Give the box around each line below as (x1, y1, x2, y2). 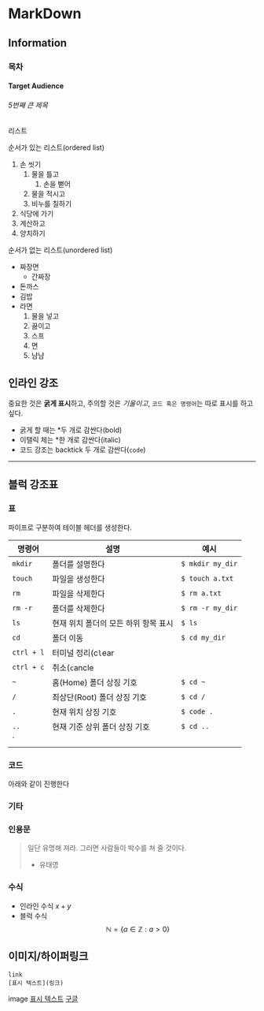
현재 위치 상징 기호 (52, 707, 117, 718)
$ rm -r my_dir (181, 603, 238, 612)
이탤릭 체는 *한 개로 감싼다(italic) (19, 435, 122, 445)
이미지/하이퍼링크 (8, 949, 89, 963)
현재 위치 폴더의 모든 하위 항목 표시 (52, 617, 174, 629)
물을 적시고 (31, 189, 65, 199)
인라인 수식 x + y (19, 901, 71, 911)
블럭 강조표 (8, 478, 59, 491)
